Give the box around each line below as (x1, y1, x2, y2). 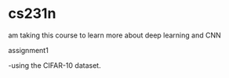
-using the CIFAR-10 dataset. (8, 60, 101, 70)
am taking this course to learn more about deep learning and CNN (8, 30, 221, 40)
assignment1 (8, 45, 49, 55)
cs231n (8, 5, 56, 23)
